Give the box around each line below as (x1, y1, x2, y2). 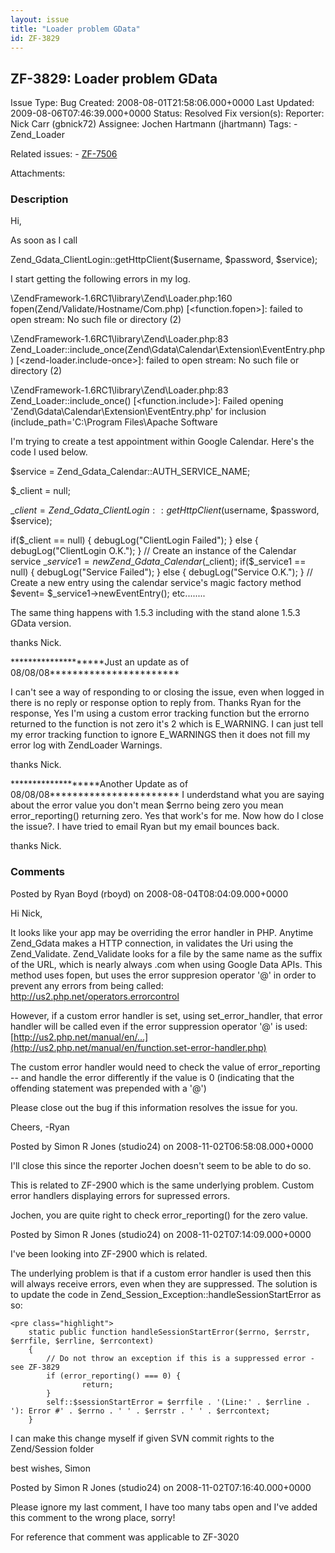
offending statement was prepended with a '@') (10, 1082, 207, 1094)
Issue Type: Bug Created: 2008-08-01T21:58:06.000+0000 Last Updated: (10, 97, 315, 109)
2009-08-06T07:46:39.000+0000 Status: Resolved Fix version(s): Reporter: (10, 107, 325, 120)
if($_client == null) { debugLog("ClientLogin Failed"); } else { (10, 534, 259, 546)
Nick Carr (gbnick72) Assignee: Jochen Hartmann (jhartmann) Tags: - (10, 118, 298, 130)
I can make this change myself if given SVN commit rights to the (10, 1432, 275, 1444)
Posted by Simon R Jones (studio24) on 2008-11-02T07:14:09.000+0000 (10, 1228, 312, 1240)
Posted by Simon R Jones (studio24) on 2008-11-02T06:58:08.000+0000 (10, 1140, 314, 1152)
